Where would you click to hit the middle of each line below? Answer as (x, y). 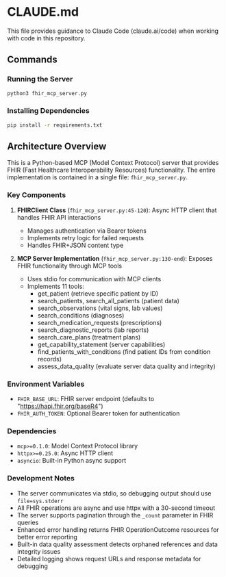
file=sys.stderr (40, 501)
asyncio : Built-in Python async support (72, 461)
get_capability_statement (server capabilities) (101, 344)
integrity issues (39, 551)
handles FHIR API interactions (59, 217)
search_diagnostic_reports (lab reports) (93, 330)
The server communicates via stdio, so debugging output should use (114, 493)
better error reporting (47, 537)
